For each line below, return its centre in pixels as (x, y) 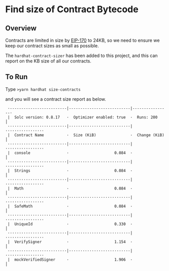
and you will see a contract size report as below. (56, 99)
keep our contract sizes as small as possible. (52, 46)
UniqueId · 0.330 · (74, 224)
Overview (21, 28)
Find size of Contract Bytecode (72, 9)
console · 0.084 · (74, 153)
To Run (16, 77)
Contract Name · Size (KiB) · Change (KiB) (90, 135)
